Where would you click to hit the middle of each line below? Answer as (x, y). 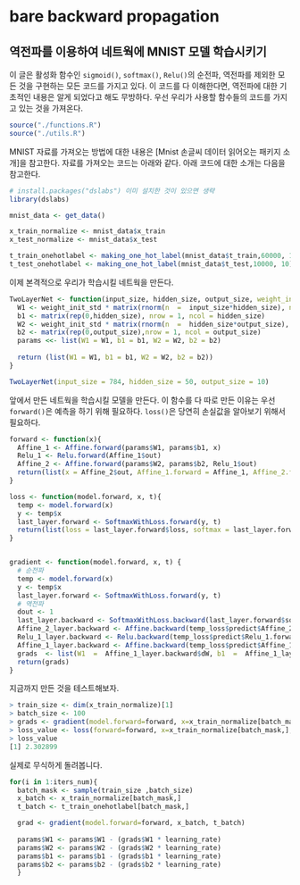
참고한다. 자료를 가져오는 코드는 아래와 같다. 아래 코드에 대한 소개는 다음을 (157, 163)
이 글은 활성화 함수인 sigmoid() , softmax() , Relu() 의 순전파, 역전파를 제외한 (142, 75)
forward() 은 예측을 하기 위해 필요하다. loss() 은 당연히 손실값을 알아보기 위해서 (147, 411)
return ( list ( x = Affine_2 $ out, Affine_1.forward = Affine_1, (133, 472)
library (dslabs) (39, 199)
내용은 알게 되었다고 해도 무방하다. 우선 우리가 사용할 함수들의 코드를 (152, 97)
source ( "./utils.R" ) (48, 133)
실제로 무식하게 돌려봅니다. (56, 764)
